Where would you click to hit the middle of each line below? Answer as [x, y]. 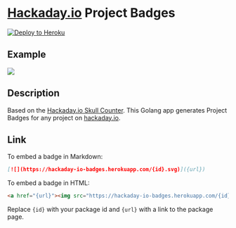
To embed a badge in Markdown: [55, 157]
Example [27, 55]
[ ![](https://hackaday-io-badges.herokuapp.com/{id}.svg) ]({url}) [106, 170]
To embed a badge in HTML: [48, 183]
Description [33, 93]
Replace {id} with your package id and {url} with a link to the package [110, 210]
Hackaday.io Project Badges [91, 13]
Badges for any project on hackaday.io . [64, 118]
